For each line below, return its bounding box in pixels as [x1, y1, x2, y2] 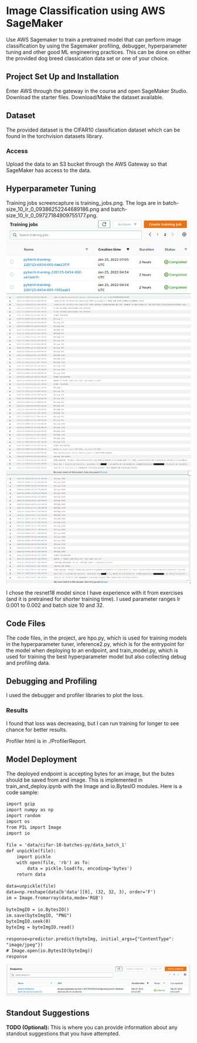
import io [6, 830, 30, 836]
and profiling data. [6, 659, 50, 666]
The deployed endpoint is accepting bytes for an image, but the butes [6, 770, 175, 777]
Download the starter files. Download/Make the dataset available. [6, 93, 164, 100]
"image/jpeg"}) [6, 941, 43, 948]
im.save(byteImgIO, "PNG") [6, 912, 72, 918]
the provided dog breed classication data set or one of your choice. [6, 55, 169, 62]
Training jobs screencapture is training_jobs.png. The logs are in [6, 199, 162, 206]
